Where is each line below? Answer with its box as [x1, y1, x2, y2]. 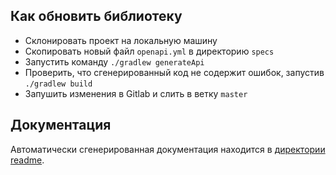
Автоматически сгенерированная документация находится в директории [10, 143, 326, 155]
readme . [10, 154, 45, 166]
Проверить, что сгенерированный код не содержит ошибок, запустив [24, 66, 325, 78]
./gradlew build [24, 79, 93, 89]
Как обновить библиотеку [10, 8, 183, 25]
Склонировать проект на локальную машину [24, 34, 218, 46]
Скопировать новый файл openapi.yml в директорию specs [24, 45, 275, 57]
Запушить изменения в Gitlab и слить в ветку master [24, 87, 248, 99]
